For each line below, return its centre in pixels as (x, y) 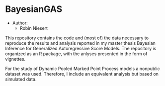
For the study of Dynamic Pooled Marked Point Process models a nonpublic (82, 69)
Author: (20, 23)
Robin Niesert (34, 28)
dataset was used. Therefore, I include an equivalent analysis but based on (82, 74)
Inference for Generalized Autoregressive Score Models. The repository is (81, 48)
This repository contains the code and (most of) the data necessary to (77, 38)
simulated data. (21, 79)
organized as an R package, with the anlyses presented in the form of (76, 54)
